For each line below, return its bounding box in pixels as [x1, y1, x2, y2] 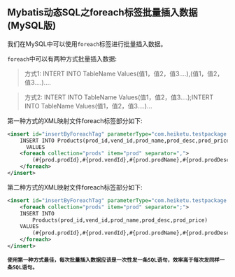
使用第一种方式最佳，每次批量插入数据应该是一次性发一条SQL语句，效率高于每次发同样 [7, 256, 220, 264]
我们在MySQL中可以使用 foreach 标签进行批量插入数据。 [7, 39, 167, 48]
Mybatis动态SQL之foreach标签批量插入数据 [7, 6, 198, 19]
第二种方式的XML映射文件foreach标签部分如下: [7, 183, 143, 191]
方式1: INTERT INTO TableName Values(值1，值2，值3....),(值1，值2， [24, 69, 224, 78]
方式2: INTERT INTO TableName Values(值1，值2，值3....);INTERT [24, 93, 214, 101]
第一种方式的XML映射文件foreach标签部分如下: [7, 116, 143, 125]
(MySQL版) [7, 20, 57, 31]
